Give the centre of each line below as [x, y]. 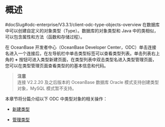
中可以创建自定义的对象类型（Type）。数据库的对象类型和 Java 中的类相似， [82, 30]
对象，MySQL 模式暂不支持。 [47, 88]
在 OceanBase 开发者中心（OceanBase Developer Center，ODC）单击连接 [81, 47]
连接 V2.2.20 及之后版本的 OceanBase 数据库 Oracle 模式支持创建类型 [88, 82]
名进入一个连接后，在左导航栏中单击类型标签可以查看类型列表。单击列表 [78, 53]
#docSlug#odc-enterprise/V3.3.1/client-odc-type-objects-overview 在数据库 [82, 25]
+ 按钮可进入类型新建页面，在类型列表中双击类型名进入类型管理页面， [86, 59]
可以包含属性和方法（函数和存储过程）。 [45, 37]
